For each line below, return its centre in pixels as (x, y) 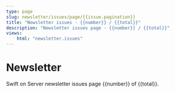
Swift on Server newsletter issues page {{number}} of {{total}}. (82, 84)
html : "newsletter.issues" (50, 39)
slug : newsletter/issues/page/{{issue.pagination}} (71, 17)
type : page (19, 11)
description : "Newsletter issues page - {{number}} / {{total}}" (88, 28)
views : (14, 33)
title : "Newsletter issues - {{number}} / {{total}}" (74, 22)
